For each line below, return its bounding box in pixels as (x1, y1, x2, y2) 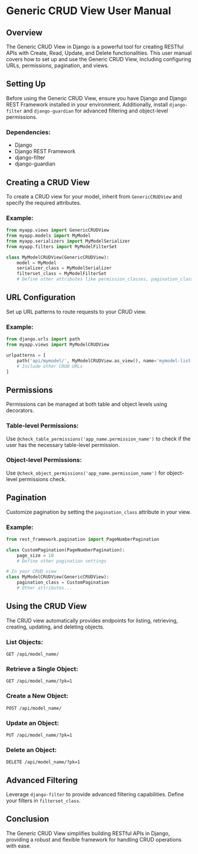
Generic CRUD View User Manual (6, 4, 171, 18)
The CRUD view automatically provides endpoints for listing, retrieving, (6, 617, 178, 624)
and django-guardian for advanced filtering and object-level (23, 107, 169, 114)
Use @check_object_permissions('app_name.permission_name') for (6, 469, 166, 476)
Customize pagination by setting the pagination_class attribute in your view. (6, 508, 192, 515)
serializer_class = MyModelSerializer (16, 265, 112, 272)
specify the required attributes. (6, 199, 81, 206)
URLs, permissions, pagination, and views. (6, 62, 109, 69)
